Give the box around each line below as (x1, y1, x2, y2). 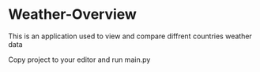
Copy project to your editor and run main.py (8, 55, 151, 64)
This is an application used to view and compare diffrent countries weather (8, 31, 253, 41)
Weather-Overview (8, 5, 137, 23)
